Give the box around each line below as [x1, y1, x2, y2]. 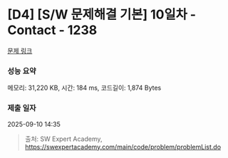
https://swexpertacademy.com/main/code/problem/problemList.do [24, 142, 222, 151]
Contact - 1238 [7, 22, 98, 38]
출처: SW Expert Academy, [24, 135, 103, 143]
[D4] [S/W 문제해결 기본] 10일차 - [7, 6, 197, 23]
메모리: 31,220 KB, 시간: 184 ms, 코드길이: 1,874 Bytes [7, 83, 162, 93]
